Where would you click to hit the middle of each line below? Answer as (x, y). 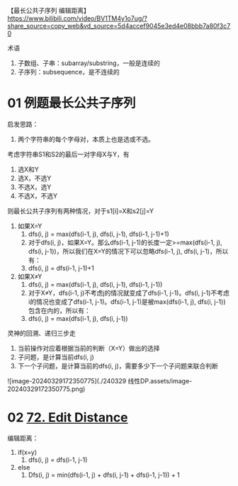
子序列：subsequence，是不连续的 (69, 72)
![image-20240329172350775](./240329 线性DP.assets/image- (100, 380)
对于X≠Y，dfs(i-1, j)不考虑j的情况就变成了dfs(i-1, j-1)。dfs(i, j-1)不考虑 (129, 293)
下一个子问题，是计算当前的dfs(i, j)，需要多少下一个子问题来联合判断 (118, 366)
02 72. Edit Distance (68, 418)
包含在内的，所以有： (59, 310)
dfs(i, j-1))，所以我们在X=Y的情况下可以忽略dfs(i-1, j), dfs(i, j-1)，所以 (128, 251)
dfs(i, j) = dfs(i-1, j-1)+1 (61, 268)
